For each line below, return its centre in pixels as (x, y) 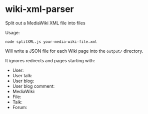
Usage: (12, 32)
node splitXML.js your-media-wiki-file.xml (51, 42)
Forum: (20, 107)
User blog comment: (33, 86)
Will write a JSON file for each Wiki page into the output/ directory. (74, 51)
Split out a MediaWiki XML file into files (45, 23)
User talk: (22, 75)
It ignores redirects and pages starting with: (50, 60)
